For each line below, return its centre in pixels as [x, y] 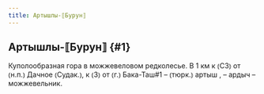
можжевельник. [36, 84]
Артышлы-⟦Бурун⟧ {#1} [70, 47]
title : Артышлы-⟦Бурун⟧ [47, 15]
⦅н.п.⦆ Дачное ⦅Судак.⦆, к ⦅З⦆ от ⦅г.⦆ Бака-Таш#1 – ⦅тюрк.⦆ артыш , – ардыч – [132, 74]
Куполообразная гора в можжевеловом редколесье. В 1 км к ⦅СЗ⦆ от [124, 66]
